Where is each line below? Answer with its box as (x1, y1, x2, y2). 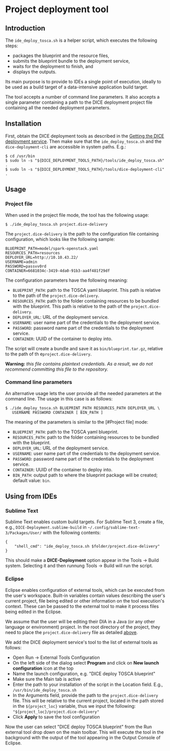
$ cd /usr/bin (5, 154, 36, 159)
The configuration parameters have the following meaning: (5, 277, 128, 283)
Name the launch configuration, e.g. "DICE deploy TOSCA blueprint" (12, 670, 156, 677)
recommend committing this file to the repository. (5, 366, 109, 372)
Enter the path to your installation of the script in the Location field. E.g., (12, 681, 163, 687)
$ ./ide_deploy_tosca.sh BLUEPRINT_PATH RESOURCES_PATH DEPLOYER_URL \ (5, 405, 160, 410)
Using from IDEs (5, 492, 57, 501)
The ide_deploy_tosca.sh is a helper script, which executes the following (5, 37, 157, 43)
